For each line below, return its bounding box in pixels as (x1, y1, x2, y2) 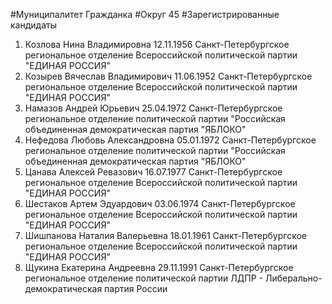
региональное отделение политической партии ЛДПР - (24, 272, 263, 284)
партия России (104, 283, 168, 294)
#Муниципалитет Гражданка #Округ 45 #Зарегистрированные (10, 9, 280, 20)
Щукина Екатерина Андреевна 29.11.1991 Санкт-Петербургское (24, 262, 294, 273)
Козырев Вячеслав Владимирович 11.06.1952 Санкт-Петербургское (24, 70, 313, 82)
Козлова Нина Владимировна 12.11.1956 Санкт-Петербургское (24, 39, 290, 50)
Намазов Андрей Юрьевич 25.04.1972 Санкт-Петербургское (24, 102, 283, 114)
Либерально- (264, 272, 323, 284)
